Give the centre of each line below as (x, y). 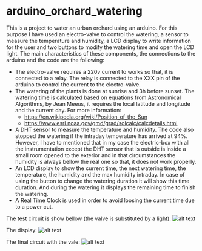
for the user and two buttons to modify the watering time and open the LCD (100, 47)
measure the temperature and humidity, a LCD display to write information (99, 41)
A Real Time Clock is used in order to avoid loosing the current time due (105, 200)
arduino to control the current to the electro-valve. (78, 84)
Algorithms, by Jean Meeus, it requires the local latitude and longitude (103, 103)
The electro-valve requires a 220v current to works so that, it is (94, 71)
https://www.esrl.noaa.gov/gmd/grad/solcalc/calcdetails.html (101, 123)
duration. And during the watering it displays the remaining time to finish (105, 187)
